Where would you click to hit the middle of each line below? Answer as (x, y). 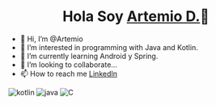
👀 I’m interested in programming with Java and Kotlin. (109, 47)
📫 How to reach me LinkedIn (69, 73)
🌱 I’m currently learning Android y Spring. (89, 56)
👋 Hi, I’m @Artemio (51, 39)
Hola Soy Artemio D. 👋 (136, 17)
